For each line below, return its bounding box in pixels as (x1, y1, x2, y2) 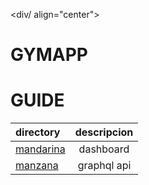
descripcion (74, 125, 134, 139)
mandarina (15, 142, 66, 156)
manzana (15, 159, 59, 173)
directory (15, 125, 61, 139)
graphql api (77, 159, 132, 173)
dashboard (78, 142, 130, 156)
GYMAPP (10, 44, 88, 66)
